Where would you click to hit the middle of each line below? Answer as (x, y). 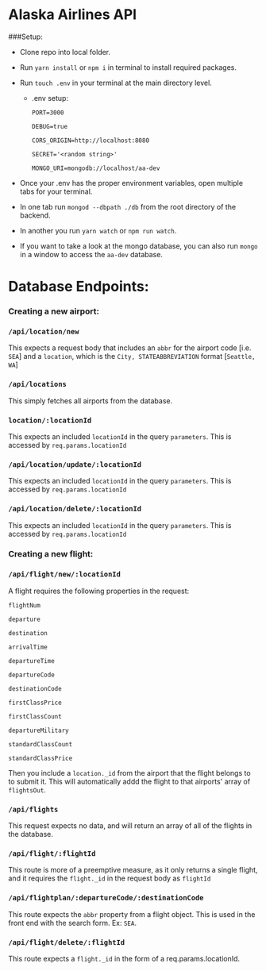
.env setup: (50, 98)
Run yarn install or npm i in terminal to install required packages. (128, 67)
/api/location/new (44, 331)
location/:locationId (50, 420)
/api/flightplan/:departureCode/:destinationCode (106, 898)
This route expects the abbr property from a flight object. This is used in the (132, 914)
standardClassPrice (40, 758)
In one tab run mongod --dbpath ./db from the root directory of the (128, 206)
